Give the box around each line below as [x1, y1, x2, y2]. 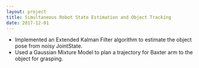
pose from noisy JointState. [14, 42, 83, 50]
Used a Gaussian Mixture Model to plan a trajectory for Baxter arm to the [14, 49, 193, 56]
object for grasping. [14, 55, 64, 63]
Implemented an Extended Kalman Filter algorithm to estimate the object [14, 36, 192, 44]
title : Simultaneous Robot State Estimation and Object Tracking [6, 14, 171, 20]
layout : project [6, 8, 46, 15]
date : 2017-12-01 [6, 20, 49, 26]
